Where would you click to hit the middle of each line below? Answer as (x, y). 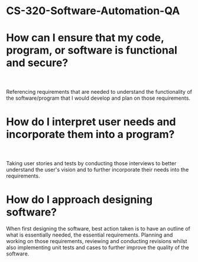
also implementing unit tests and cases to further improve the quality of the (98, 247)
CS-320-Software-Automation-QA (93, 11)
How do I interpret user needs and (91, 122)
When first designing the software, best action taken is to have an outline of (98, 229)
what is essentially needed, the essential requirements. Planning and (90, 235)
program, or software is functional (92, 50)
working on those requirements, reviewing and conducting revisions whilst (97, 241)
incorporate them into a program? (90, 135)
